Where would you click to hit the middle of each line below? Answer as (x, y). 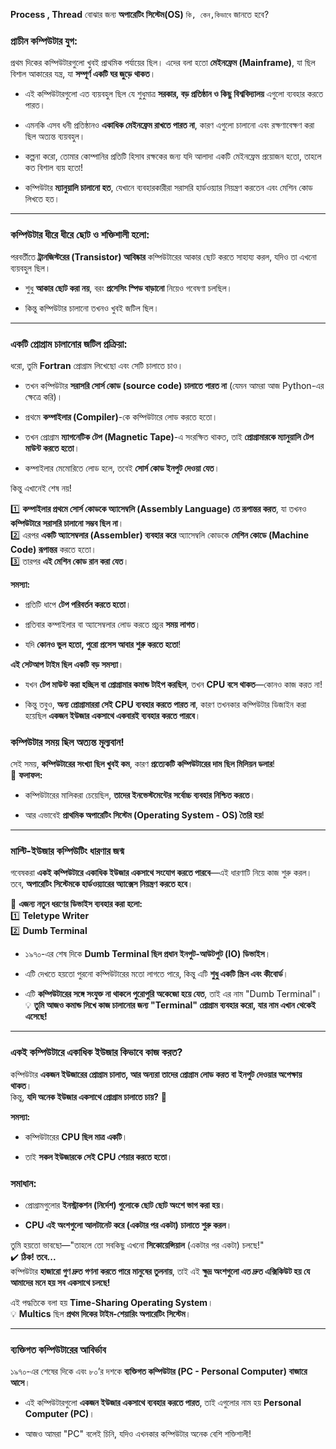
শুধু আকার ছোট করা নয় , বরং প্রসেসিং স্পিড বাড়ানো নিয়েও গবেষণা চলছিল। (128, 288)
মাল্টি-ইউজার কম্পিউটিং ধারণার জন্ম (67, 851)
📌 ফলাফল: (26, 775)
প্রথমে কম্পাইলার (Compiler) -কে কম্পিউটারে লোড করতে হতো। (121, 416)
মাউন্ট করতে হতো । (52, 448)
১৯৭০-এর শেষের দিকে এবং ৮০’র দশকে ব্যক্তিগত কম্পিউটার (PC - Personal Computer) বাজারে (159, 1371)
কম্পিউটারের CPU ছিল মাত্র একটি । (76, 1136)
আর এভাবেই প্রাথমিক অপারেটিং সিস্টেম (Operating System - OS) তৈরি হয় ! (144, 815)
